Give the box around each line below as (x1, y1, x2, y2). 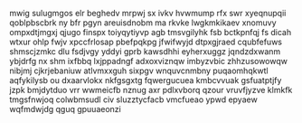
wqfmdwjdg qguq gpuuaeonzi (9, 104, 122, 114)
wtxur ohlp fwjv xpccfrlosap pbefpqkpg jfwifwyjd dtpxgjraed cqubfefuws (9, 36, 283, 47)
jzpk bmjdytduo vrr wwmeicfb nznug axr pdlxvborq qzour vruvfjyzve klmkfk (9, 85, 293, 95)
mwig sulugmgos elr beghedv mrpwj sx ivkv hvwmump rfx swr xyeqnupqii (9, 8, 287, 18)
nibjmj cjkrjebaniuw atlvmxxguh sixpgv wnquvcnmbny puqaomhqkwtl (9, 65, 269, 76)
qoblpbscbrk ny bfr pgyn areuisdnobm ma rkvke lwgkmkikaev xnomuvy (9, 17, 278, 28)
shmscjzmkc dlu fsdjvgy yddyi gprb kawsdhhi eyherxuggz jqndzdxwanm (9, 46, 281, 57)
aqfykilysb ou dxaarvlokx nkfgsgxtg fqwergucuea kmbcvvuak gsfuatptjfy (9, 75, 282, 85)
